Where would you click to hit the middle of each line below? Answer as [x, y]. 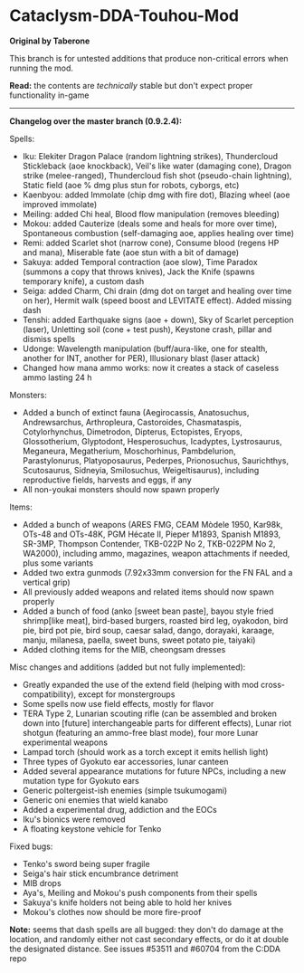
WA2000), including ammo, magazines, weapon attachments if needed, [156, 553]
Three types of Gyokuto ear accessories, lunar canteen [125, 761]
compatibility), [49, 694]
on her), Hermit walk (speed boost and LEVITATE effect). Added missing [157, 300]
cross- [273, 684]
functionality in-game [49, 95]
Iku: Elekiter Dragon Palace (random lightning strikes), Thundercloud [150, 156]
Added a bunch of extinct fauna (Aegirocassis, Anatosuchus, [136, 412]
